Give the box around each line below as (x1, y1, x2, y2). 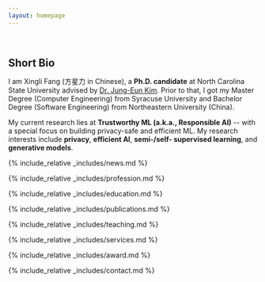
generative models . (8, 143, 74, 152)
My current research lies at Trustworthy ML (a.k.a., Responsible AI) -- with (8, 117, 256, 127)
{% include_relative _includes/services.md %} (8, 234, 158, 244)
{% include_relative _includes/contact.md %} (8, 265, 156, 275)
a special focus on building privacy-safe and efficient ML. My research (8, 126, 239, 135)
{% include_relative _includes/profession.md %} (8, 173, 165, 183)
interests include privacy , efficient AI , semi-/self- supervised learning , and (8, 134, 258, 143)
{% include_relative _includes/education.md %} (8, 189, 164, 198)
